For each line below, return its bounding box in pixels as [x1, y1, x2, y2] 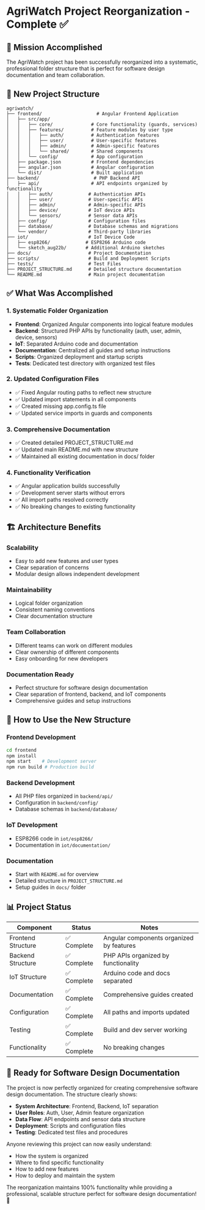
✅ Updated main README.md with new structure [15, 446, 138, 453]
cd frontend [6, 747, 37, 753]
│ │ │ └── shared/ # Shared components [6, 148, 143, 154]
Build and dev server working [103, 1025, 187, 1034]
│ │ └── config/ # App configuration [6, 153, 143, 160]
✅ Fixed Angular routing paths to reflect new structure [15, 388, 152, 396]
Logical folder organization [15, 599, 83, 607]
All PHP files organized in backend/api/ [15, 792, 113, 800]
